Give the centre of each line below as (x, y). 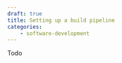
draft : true (25, 14)
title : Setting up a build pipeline (61, 20)
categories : (25, 27)
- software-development (55, 33)
